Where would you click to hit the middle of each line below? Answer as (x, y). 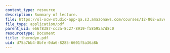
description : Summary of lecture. (42, 15)
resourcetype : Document (30, 33)
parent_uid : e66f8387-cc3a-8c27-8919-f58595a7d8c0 (60, 29)
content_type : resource (30, 10)
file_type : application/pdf (35, 24)
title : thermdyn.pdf (27, 38)
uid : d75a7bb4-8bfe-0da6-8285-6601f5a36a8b (52, 43)
